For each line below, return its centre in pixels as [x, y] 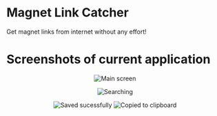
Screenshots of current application [108, 59]
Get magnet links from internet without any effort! [77, 32]
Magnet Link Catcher [68, 13]
